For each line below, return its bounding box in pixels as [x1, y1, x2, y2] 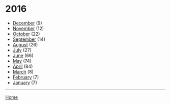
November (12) [12, 25, 44, 31]
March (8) [12, 68, 34, 74]
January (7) [12, 80, 37, 86]
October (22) [12, 31, 40, 37]
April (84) [12, 63, 33, 69]
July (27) [12, 47, 32, 53]
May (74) [12, 58, 32, 64]
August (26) [12, 41, 38, 47]
